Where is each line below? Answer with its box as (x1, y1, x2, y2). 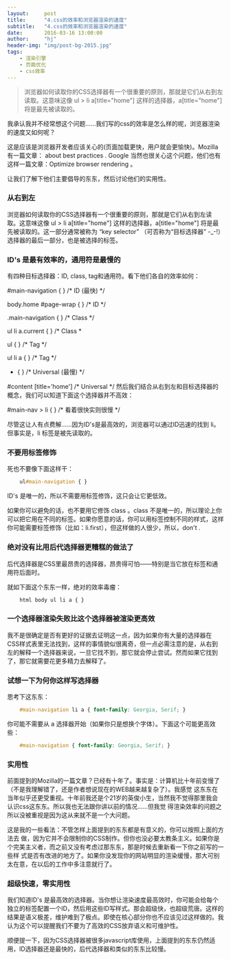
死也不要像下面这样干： (7, 465, 74, 473)
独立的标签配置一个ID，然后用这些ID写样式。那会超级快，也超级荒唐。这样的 (7, 905, 224, 913)
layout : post (7, 10, 57, 17)
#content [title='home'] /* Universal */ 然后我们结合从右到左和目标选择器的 (7, 383, 219, 391)
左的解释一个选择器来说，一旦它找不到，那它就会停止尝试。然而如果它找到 (7, 648, 218, 656)
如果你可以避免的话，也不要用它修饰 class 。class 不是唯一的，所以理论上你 (7, 507, 222, 515)
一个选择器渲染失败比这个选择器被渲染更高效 (7, 614, 155, 624)
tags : (7, 49, 23, 56)
